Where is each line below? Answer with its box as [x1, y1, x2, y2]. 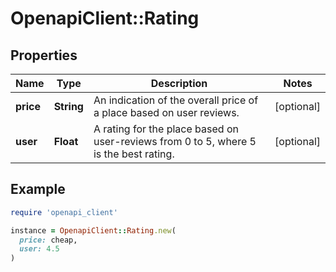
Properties [10, 47, 78, 64]
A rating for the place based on [93, 122, 239, 136]
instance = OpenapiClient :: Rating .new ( [10, 225, 177, 236]
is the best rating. [93, 147, 175, 161]
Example [10, 181, 66, 198]
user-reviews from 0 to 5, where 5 [93, 135, 257, 148]
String [53, 100, 84, 113]
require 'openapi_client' [10, 207, 118, 217]
